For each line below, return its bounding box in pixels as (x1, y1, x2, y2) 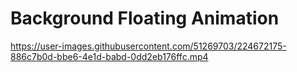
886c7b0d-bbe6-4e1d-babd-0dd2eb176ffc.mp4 (10, 50, 209, 62)
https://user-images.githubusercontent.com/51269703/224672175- (10, 40, 287, 52)
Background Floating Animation (10, 7, 280, 30)
